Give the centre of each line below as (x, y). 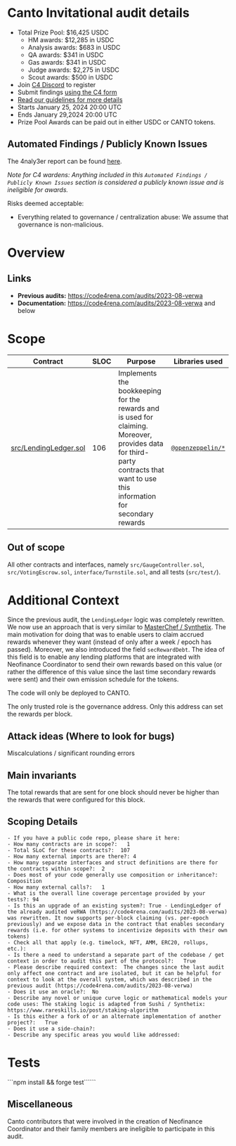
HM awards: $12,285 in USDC (71, 39)
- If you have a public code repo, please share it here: (94, 838)
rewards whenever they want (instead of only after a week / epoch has (110, 642)
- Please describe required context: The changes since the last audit (116, 967)
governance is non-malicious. (60, 224)
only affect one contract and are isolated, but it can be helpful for (114, 973)
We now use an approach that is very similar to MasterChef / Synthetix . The (117, 627)
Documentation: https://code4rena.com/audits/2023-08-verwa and (116, 303)
